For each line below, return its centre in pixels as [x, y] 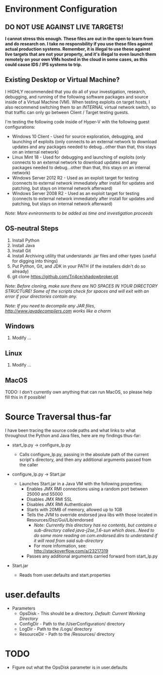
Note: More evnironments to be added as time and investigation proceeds [79, 213]
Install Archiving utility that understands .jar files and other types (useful [84, 256]
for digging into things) [35, 261]
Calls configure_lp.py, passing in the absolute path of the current [84, 454]
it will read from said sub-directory [68, 540]
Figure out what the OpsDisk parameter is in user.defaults [70, 667]
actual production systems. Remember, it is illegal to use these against [78, 49]
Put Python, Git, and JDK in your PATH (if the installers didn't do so [79, 266]
